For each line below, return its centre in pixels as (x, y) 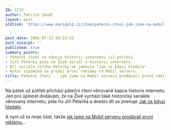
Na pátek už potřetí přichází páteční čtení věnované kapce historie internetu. (85, 90)
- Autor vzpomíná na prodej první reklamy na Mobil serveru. (72, 71)
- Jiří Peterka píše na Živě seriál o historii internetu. (69, 62)
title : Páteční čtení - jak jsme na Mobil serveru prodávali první (79, 76)
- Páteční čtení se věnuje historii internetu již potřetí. (70, 57)
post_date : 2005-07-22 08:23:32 (39, 38)
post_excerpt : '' (24, 43)
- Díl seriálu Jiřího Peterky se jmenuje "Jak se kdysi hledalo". (77, 67)
